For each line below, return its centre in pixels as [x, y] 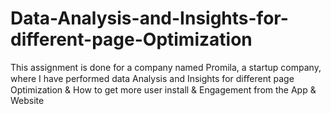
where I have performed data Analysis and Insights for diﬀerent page [152, 78]
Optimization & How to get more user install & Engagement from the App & [163, 89]
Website [27, 100]
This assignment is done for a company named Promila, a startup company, [166, 67]
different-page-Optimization [131, 39]
